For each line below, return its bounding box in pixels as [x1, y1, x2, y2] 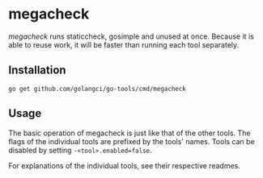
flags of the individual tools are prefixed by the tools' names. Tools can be [8, 136, 255, 146]
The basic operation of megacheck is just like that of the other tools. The [8, 128, 251, 138]
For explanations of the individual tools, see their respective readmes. [8, 160, 240, 170]
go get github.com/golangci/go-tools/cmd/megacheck [8, 85, 186, 93]
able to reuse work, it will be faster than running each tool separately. [8, 39, 240, 49]
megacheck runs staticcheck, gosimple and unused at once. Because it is [8, 31, 255, 41]
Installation [8, 64, 66, 77]
